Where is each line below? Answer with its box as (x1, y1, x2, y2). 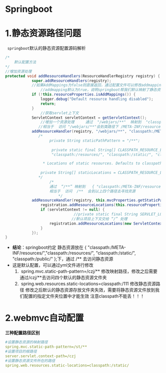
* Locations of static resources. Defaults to (42, 161, 140, 166)
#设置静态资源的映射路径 (5, 340, 48, 345)
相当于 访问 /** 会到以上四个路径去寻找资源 (49, 189, 136, 194)
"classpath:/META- (87, 244, 126, 250)
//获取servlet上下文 (40, 110, 79, 115)
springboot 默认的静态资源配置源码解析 (7, 45, 86, 51)
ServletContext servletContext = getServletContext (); (31, 115, 147, 120)
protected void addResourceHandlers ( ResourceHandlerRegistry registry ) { (5, 74, 161, 78)
